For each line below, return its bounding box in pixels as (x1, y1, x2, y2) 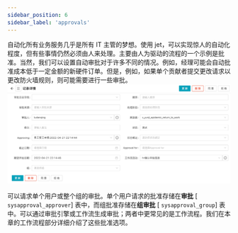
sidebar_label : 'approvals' (7, 18, 91, 26)
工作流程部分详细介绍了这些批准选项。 (19, 218, 132, 227)
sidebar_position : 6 (7, 11, 69, 18)
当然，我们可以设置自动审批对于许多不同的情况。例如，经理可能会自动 (19, 57, 225, 67)
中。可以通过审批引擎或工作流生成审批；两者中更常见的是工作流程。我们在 (7, 210, 225, 218)
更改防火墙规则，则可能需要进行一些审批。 (7, 75, 132, 84)
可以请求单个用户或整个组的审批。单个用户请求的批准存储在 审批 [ (7, 192, 198, 200)
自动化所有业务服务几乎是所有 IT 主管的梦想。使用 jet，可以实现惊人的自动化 (7, 40, 230, 49)
